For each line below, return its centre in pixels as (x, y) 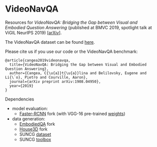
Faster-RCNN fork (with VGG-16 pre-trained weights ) (72, 114)
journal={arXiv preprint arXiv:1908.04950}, (55, 82)
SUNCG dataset (35, 134)
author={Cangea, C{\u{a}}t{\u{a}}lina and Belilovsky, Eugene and (78, 73)
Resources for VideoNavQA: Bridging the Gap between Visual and (71, 22)
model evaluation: (30, 108)
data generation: (28, 119)
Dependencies (20, 99)
